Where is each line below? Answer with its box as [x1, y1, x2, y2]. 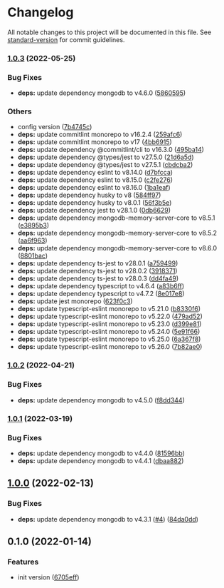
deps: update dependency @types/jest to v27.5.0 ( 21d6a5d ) [17, 153, 194, 161]
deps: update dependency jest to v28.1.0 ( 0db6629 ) [17, 206, 171, 215]
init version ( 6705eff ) [17, 573, 80, 582]
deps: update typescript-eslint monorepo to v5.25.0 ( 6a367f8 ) [17, 335, 201, 343]
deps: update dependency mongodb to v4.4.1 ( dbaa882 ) [17, 456, 184, 465]
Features [7, 557, 39, 567]
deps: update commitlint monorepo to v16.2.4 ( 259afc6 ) [17, 130, 183, 139]
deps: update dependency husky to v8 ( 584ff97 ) [17, 191, 161, 200]
